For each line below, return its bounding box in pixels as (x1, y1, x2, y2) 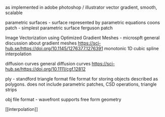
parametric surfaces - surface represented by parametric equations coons (5, 20, 160, 25)
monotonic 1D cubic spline (104, 46, 159, 51)
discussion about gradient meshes (5, 40, 77, 46)
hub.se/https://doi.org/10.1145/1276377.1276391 (5, 46, 103, 51)
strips (5, 87, 17, 93)
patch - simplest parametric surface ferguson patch (5, 25, 113, 31)
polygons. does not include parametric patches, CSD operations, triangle (5, 81, 157, 87)
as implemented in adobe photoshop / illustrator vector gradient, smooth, (5, 5, 157, 10)
